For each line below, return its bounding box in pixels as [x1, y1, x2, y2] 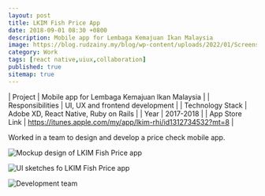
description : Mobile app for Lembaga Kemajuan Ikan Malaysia [8, 33, 214, 42]
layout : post [8, 11, 51, 20]
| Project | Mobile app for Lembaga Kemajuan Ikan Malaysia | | [8, 92, 211, 101]
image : [8, 41, 30, 49]
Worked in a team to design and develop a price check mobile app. [8, 132, 226, 142]
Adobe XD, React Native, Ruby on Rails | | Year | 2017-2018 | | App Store [8, 108, 242, 119]
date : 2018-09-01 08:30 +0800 [8, 26, 108, 34]
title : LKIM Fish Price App [8, 19, 101, 27]
